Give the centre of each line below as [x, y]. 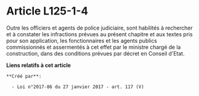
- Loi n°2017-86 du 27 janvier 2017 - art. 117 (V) [78, 87]
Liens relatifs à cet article [39, 65]
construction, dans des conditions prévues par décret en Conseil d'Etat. [96, 53]
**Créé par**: [24, 76]
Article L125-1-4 [47, 11]
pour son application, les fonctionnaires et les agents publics [82, 40]
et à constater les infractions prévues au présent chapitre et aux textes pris [99, 34]
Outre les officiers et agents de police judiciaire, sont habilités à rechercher [99, 28]
